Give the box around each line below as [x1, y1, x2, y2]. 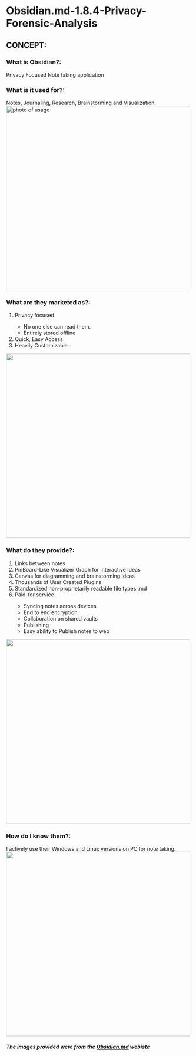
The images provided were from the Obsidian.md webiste [6, 1043, 150, 1050]
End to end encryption [23, 609, 78, 616]
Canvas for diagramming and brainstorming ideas [14, 572, 135, 579]
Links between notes [14, 559, 66, 567]
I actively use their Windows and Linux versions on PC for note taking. [6, 845, 176, 852]
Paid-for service [14, 591, 54, 598]
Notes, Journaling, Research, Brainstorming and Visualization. [6, 99, 156, 107]
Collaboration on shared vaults [23, 615, 98, 622]
